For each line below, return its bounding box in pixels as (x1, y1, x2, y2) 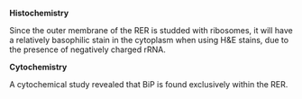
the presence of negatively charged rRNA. (9, 44, 167, 55)
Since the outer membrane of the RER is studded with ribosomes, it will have (9, 25, 293, 35)
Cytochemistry (9, 62, 68, 72)
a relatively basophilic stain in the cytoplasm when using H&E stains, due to (9, 35, 289, 45)
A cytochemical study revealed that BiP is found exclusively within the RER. (9, 79, 288, 89)
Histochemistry (9, 8, 69, 18)
